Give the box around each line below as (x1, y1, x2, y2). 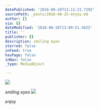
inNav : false (5, 57, 32, 62)
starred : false (5, 44, 36, 48)
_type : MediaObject (5, 62, 45, 66)
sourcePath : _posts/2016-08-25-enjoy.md (5, 12, 89, 17)
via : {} (5, 21, 21, 26)
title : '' (5, 30, 25, 35)
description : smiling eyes (5, 39, 60, 44)
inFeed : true (5, 48, 32, 53)
